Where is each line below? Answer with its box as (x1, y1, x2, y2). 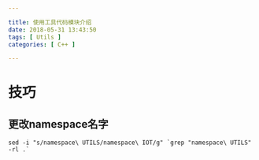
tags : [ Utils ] (8, 33, 61, 41)
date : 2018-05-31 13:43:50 (8, 25, 97, 34)
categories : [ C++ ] (8, 40, 76, 48)
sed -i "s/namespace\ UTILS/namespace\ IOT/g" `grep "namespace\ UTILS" (8, 139, 252, 147)
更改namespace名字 (8, 117, 109, 131)
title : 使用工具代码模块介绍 (8, 18, 92, 26)
